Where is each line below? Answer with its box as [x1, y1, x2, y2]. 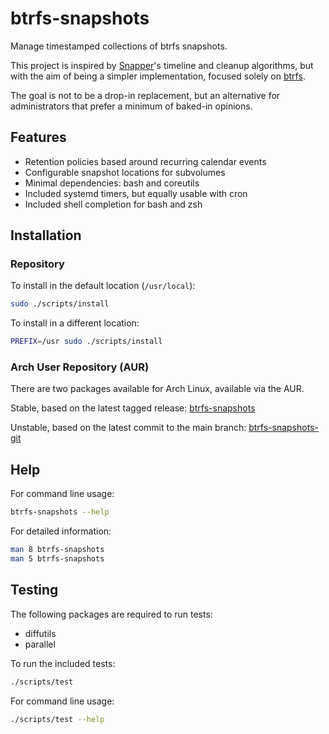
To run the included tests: [10, 657, 116, 669]
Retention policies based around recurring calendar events [24, 155, 267, 167]
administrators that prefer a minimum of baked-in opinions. [10, 100, 253, 112]
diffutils [24, 627, 57, 639]
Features [10, 129, 67, 146]
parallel [24, 638, 56, 650]
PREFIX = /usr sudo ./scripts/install [10, 337, 163, 347]
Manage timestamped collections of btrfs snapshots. [10, 40, 228, 52]
